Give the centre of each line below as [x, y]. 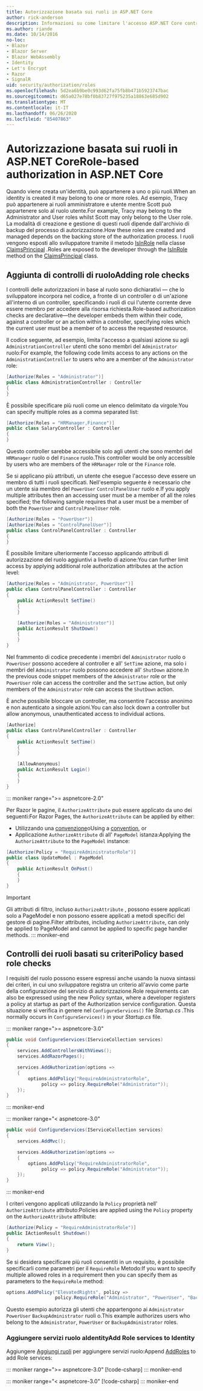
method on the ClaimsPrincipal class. [52, 256]
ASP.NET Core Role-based [73, 162]
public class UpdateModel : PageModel [55, 858]
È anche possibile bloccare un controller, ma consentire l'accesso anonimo [99, 701]
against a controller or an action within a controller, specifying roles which [98, 322]
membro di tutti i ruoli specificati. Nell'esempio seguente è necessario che [98, 482]
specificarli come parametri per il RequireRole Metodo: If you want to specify [101, 1268]
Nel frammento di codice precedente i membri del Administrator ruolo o [96, 657]
